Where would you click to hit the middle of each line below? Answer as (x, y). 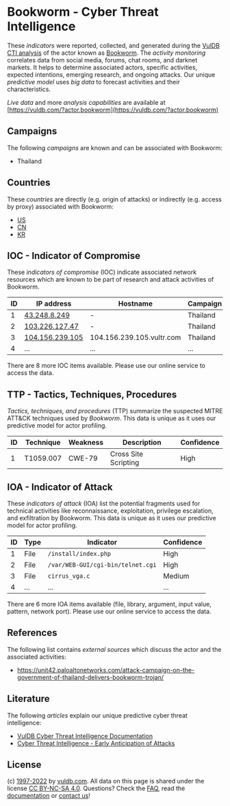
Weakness (86, 443)
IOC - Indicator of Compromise (74, 255)
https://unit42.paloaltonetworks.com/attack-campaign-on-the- (106, 670)
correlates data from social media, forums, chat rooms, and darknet (102, 60)
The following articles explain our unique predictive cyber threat (98, 715)
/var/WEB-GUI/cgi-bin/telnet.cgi (102, 565)
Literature (28, 699)
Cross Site (127, 454)
